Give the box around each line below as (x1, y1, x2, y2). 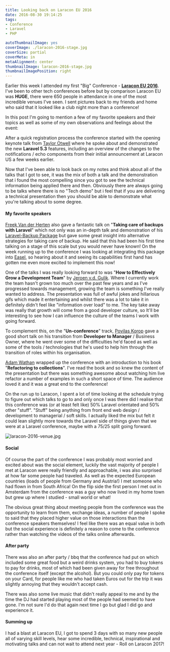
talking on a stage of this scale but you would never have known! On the (5, 243, 156, 249)
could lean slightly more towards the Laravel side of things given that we (5, 418, 157, 424)
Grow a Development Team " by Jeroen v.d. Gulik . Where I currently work (5, 275, 159, 281)
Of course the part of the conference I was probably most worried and (5, 456, 153, 462)
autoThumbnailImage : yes (5, 40, 58, 46)
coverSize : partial (5, 49, 47, 55)
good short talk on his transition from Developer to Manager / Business (5, 333, 155, 339)
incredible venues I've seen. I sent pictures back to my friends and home (5, 99, 157, 105)
